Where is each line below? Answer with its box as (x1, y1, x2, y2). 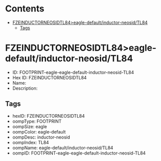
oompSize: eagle (12, 123, 47, 130)
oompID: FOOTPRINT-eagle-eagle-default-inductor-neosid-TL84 (12, 150, 146, 156)
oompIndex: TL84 (12, 139, 49, 145)
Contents (5, 3, 45, 14)
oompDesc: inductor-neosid (12, 134, 70, 140)
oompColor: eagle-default (12, 129, 66, 135)
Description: (12, 85, 38, 91)
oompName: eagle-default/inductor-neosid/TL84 (12, 145, 114, 151)
